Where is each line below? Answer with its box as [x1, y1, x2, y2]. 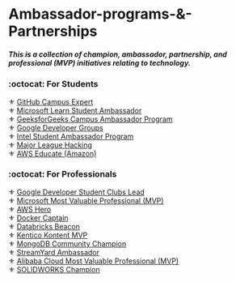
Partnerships [8, 22, 98, 41]
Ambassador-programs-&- [8, 5, 192, 23]
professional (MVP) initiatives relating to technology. [8, 58, 192, 67]
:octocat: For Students [8, 79, 99, 90]
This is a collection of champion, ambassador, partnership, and [8, 49, 228, 59]
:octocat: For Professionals [8, 169, 117, 180]
